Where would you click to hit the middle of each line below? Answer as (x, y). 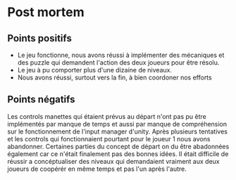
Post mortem (46, 12)
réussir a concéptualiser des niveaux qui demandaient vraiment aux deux (113, 161)
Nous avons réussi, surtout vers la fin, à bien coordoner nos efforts (115, 77)
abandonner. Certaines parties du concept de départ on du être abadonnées (118, 146)
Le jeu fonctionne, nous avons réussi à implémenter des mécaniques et (121, 55)
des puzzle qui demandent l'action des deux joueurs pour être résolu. (118, 63)
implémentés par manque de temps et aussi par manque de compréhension (117, 124)
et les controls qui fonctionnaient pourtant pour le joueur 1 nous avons (109, 139)
